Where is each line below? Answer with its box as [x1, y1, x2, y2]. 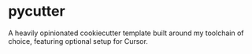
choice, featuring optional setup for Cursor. [8, 36, 148, 45]
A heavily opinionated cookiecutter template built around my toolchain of [8, 28, 244, 38]
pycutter [8, 2, 65, 20]
